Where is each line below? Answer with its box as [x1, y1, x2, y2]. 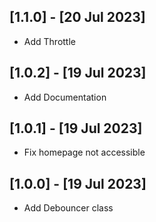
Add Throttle [23, 35, 76, 47]
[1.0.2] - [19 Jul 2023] [9, 65, 147, 82]
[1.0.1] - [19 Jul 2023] [9, 120, 143, 137]
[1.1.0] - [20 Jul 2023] [9, 9, 146, 26]
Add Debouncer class [23, 202, 114, 214]
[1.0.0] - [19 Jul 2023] [9, 175, 147, 192]
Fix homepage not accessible [23, 146, 146, 159]
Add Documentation [23, 91, 107, 103]
